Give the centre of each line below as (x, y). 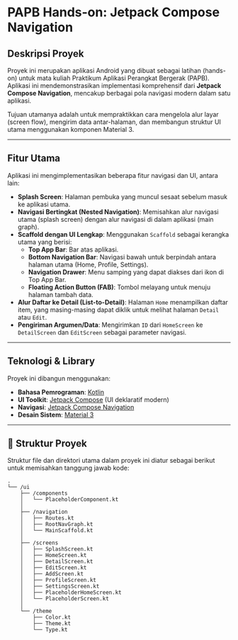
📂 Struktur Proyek (47, 444)
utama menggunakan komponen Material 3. (71, 129)
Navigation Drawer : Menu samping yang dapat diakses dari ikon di (126, 272)
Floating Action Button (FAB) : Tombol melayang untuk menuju (119, 287)
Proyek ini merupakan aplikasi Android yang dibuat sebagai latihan (104, 71)
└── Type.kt (51, 630)
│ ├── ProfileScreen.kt (58, 580)
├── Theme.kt (52, 624)
